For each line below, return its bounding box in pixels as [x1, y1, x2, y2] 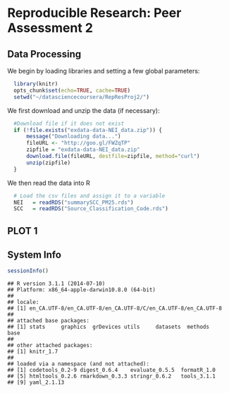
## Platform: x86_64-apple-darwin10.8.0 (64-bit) [7, 286, 156, 294]
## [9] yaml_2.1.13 [7, 379, 65, 386]
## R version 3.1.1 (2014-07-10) [7, 280, 106, 287]
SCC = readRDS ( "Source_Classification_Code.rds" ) [13, 205, 169, 212]
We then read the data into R [7, 179, 90, 187]
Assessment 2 [7, 20, 94, 36]
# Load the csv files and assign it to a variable [13, 192, 166, 199]
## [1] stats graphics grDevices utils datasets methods [7, 323, 210, 331]
